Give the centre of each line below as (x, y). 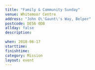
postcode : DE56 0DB (25, 23)
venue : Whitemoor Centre (31, 14)
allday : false (20, 28)
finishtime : (17, 51)
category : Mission (24, 55)
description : (18, 33)
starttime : (16, 46)
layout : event (20, 60)
